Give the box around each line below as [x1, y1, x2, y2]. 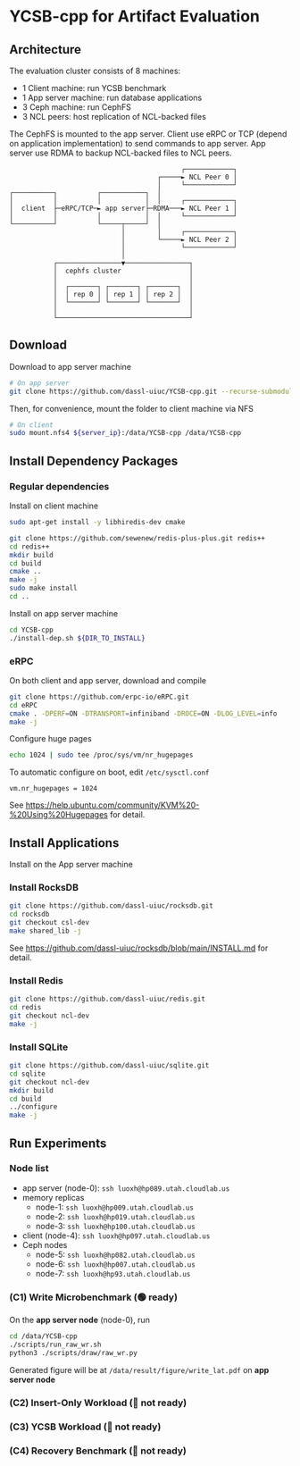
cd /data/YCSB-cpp [9, 1332, 78, 1341]
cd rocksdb [9, 909, 50, 919]
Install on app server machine [9, 607, 119, 618]
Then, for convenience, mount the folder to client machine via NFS [9, 403, 254, 414]
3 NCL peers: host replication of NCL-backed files [21, 112, 207, 121]
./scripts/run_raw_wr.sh [9, 1340, 102, 1349]
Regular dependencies [9, 480, 110, 492]
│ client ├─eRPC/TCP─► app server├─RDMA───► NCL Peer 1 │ [9, 204, 238, 213]
